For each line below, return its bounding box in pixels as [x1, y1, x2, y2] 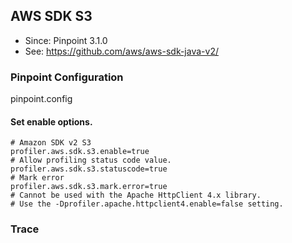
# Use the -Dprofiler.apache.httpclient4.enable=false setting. [10, 199, 284, 209]
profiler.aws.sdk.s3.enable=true [10, 147, 150, 157]
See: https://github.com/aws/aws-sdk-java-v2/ [24, 45, 219, 57]
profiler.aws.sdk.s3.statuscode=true [10, 164, 168, 174]
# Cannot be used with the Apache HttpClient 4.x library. [10, 190, 262, 201]
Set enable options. [10, 115, 93, 128]
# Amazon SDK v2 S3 [10, 138, 92, 148]
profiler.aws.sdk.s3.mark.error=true [10, 182, 168, 192]
